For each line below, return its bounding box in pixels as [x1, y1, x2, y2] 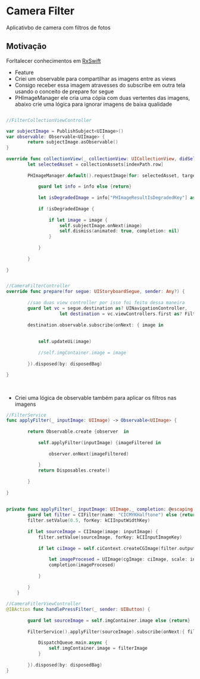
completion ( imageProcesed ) [48, 562, 116, 568]
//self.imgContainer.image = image [37, 350, 127, 356]
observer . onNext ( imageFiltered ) [48, 451, 129, 457]
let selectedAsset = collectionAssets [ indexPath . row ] [27, 161, 164, 167]
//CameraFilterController [6, 283, 70, 289]
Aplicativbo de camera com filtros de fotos [6, 24, 111, 31]
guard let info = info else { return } [37, 183, 132, 189]
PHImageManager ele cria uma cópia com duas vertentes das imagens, [14, 94, 190, 101]
